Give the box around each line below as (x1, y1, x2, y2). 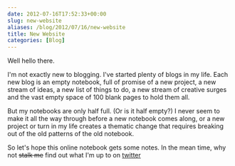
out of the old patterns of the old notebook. (7, 130, 134, 138)
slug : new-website (7, 17, 62, 24)
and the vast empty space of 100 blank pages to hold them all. (7, 93, 190, 102)
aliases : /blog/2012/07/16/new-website (7, 24, 126, 31)
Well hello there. (7, 56, 55, 65)
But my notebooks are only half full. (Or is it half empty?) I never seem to (7, 107, 221, 115)
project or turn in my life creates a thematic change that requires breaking (7, 122, 224, 130)
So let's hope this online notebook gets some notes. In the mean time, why (7, 143, 226, 152)
